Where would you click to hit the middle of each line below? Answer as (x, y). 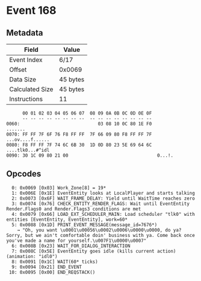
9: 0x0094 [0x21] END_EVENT (47, 267)
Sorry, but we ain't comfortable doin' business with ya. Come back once (101, 235)
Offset (18, 70)
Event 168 (31, 11)
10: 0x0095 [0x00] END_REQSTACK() (52, 272)
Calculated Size (31, 89)
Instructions (26, 99)
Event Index (26, 60)
